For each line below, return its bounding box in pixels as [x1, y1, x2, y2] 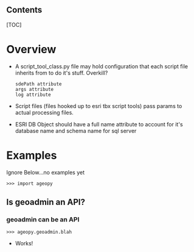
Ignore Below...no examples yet [6, 168, 85, 176]
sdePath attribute [15, 81, 62, 87]
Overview [6, 43, 57, 56]
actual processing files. [15, 109, 74, 116]
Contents [6, 5, 43, 15]
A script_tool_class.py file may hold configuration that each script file [15, 62, 189, 70]
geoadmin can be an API [6, 215, 80, 223]
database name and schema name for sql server [15, 127, 137, 134]
